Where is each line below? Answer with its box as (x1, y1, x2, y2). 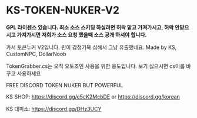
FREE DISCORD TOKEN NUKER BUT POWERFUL (6, 81, 123, 88)
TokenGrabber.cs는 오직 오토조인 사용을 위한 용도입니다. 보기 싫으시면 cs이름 (6, 63, 185, 70)
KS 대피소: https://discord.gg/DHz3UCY (6, 105, 102, 112)
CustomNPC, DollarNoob (6, 50, 66, 57)
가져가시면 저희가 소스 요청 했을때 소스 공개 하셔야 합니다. (16, 31, 147, 38)
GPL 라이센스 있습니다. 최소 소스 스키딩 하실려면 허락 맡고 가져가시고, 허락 (6, 24, 174, 31)
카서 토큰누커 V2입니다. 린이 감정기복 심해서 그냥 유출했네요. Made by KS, (6, 44, 177, 51)
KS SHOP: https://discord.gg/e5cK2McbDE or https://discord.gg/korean (6, 93, 181, 100)
